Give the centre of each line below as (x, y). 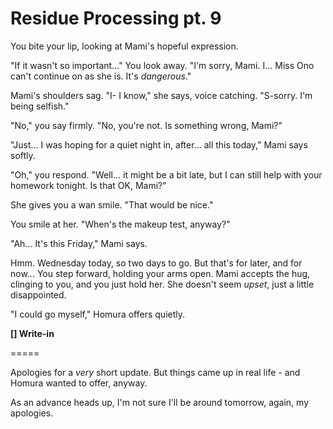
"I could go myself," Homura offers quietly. (98, 314)
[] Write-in (32, 333)
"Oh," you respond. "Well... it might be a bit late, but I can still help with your (166, 174)
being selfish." (40, 106)
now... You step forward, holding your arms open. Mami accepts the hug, (160, 273)
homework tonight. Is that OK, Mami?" (88, 185)
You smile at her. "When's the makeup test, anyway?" (120, 224)
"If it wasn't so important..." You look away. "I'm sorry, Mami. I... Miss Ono (162, 65)
